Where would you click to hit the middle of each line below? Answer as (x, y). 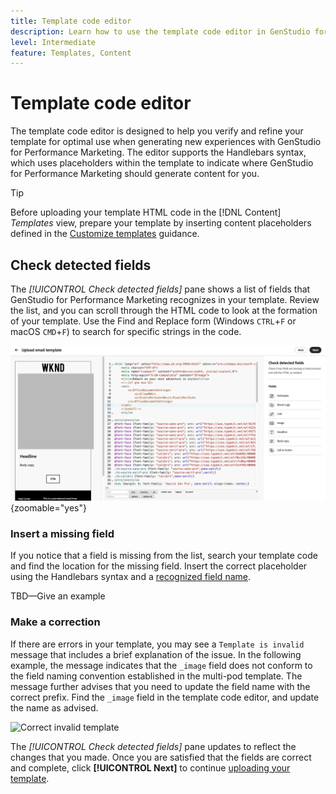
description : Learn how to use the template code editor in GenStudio (160, 31)
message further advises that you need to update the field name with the (160, 686)
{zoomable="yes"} (48, 508)
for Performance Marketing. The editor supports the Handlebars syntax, (158, 152)
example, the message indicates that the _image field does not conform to (161, 665)
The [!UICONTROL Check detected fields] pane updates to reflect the (153, 746)
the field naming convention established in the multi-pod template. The (156, 676)
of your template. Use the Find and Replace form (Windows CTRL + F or (153, 321)
